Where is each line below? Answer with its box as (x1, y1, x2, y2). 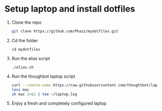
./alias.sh (11, 64, 34, 70)
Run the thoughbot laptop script (11, 73, 76, 79)
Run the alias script (11, 55, 50, 61)
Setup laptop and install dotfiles (4, 3, 135, 15)
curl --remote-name (11, 82, 51, 88)
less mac (11, 87, 30, 92)
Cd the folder (11, 37, 38, 43)
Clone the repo (11, 19, 42, 25)
